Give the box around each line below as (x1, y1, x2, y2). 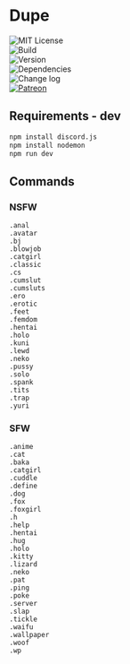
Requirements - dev (9, 108, 122, 124)
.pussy (9, 362, 34, 372)
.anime (9, 443, 34, 452)
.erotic (9, 299, 38, 309)
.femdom (9, 315, 38, 324)
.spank (9, 378, 34, 387)
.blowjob (9, 245, 42, 254)
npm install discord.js (9, 132, 98, 142)
